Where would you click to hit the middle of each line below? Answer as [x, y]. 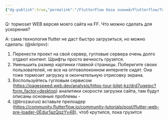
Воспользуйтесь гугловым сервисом [52, 80]
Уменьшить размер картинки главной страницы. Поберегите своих [85, 64]
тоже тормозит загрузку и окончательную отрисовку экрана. [78, 75]
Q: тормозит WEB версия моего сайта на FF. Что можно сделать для [79, 24]
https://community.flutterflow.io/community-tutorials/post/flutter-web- [87, 107]
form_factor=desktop [34, 91]
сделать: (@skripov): [27, 44]
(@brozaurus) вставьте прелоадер [49, 101]
